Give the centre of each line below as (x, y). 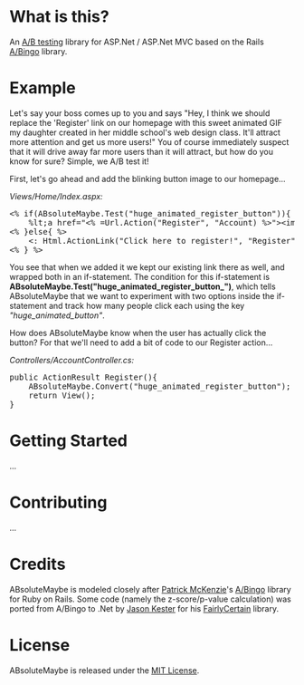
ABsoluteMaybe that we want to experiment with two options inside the (142, 295)
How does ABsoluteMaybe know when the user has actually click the (138, 333)
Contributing (58, 502)
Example (43, 88)
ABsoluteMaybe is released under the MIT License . (104, 670)
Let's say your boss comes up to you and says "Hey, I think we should (140, 113)
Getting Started (69, 441)
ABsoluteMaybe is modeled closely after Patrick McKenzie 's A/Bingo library (150, 589)
